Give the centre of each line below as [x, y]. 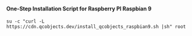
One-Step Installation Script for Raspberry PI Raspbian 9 [79, 9]
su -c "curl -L [26, 21]
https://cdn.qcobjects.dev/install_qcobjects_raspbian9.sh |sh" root [96, 27]
